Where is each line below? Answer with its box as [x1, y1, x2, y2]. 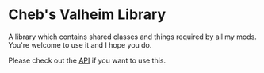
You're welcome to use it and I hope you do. [8, 40, 152, 49]
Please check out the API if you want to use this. [8, 56, 166, 65]
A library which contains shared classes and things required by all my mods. [8, 32, 258, 41]
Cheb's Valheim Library [8, 6, 166, 24]
